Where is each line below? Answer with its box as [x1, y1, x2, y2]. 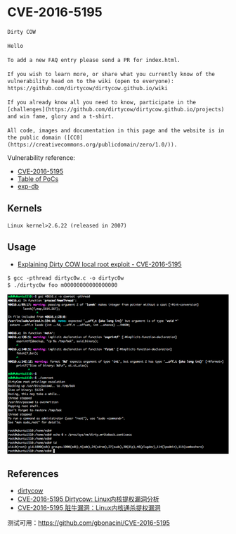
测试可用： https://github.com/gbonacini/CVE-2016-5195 [7, 519, 171, 527]
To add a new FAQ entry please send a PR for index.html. [7, 56, 181, 63]
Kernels [7, 202, 42, 215]
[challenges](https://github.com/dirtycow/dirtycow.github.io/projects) [7, 106, 225, 113]
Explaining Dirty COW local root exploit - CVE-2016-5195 [17, 260, 182, 268]
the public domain [7, 134, 61, 141]
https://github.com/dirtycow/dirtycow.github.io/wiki [7, 85, 169, 92]
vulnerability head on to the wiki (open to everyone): [7, 77, 174, 85]
